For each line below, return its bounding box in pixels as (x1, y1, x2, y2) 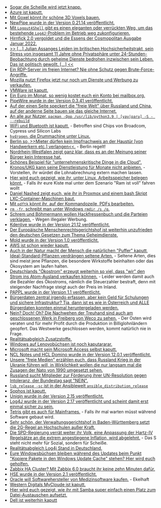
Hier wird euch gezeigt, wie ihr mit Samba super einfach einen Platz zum (9, 487, 156, 492)
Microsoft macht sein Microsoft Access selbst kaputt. (9, 346, 117, 352)
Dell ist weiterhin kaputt (9, 497, 58, 503)
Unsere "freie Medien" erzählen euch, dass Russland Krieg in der (9, 357, 141, 363)
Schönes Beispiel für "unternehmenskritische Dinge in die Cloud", (9, 159, 142, 165)
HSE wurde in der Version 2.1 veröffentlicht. (9, 471, 97, 477)
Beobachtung (9, 56, 38, 62)
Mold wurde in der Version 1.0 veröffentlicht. (9, 237, 99, 243)
